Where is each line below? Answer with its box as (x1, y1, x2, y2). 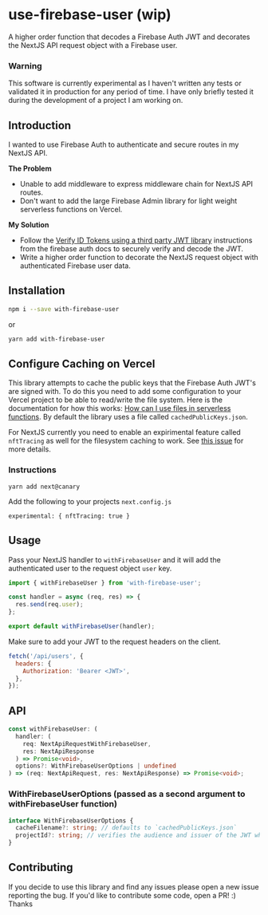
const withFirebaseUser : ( (8, 725, 98, 733)
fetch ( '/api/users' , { (8, 652, 84, 660)
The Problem (8, 164, 52, 173)
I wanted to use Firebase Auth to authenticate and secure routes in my (8, 140, 239, 149)
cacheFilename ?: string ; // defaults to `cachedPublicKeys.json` (15, 824, 238, 832)
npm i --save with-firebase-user (8, 305, 120, 313)
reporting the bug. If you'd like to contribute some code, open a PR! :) (8, 890, 237, 900)
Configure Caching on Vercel (8, 357, 156, 370)
